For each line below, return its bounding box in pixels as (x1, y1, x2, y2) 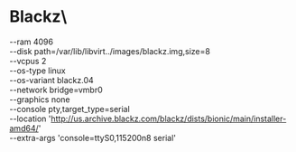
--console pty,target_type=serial (9, 103, 131, 114)
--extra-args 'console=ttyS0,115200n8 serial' (9, 132, 177, 143)
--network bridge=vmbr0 (9, 84, 104, 95)
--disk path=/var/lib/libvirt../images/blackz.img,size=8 (9, 45, 210, 56)
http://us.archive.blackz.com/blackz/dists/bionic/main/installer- (51, 113, 287, 124)
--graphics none (9, 93, 70, 105)
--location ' (9, 113, 51, 124)
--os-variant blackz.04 (9, 74, 95, 85)
